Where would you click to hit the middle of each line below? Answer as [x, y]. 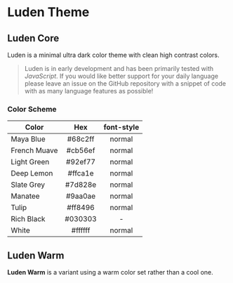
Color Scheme [32, 109]
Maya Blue [28, 139]
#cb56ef [81, 150]
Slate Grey [28, 185]
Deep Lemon [32, 173]
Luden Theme [48, 12]
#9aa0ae [81, 196]
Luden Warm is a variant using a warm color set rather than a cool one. [111, 272]
